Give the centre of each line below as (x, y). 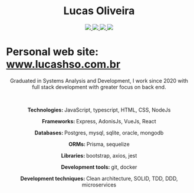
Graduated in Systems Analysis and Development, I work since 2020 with (99, 80)
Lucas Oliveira (99, 11)
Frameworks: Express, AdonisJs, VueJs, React (99, 121)
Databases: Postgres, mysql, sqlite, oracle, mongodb (99, 133)
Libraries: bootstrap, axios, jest (99, 155)
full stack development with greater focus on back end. (99, 87)
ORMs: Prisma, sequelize (99, 144)
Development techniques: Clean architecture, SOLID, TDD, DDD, (99, 178)
